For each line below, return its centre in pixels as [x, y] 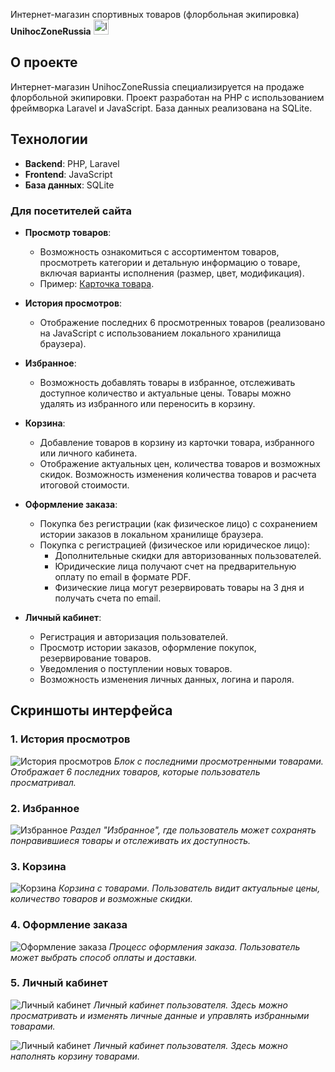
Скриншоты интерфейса [91, 710]
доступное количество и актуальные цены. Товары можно [165, 393]
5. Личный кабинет [59, 983]
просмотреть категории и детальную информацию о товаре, [170, 262]
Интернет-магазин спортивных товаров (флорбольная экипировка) [155, 14]
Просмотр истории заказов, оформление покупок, [148, 647]
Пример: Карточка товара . [97, 283]
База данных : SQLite [69, 185]
